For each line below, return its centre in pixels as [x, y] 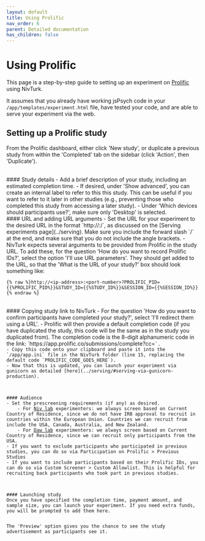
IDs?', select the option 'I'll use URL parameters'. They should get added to [100, 258]
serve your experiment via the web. [51, 114]
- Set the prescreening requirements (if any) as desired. [83, 403]
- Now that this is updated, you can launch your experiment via [91, 365]
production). [23, 376]
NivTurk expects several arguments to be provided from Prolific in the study [102, 245]
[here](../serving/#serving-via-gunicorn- [119, 371]
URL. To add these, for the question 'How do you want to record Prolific [96, 251]
